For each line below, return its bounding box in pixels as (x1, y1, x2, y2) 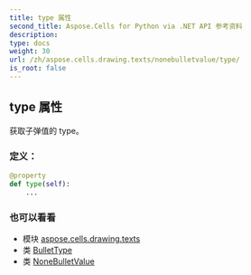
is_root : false (9, 64, 67, 73)
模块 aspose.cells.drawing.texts (22, 232, 141, 244)
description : (9, 30, 59, 39)
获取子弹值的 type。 (9, 125, 84, 136)
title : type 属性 (9, 13, 72, 23)
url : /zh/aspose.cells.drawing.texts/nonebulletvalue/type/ (9, 55, 241, 64)
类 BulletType (22, 244, 72, 255)
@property (9, 171, 47, 180)
